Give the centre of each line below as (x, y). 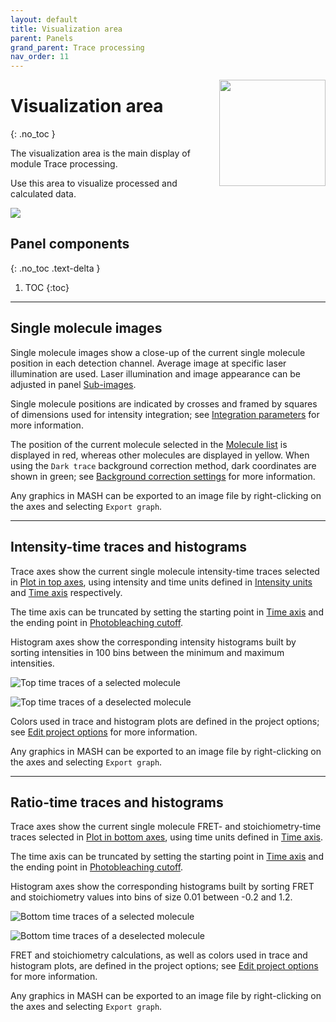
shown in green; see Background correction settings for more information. (163, 476)
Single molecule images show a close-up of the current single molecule (158, 352)
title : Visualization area (66, 29)
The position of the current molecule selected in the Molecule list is (149, 444)
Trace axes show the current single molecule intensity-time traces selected (165, 571)
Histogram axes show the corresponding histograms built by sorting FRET (162, 887)
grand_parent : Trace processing (77, 47)
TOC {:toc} (47, 287)
